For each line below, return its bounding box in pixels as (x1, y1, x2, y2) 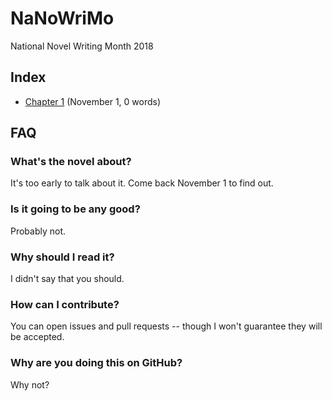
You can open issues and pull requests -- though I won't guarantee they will (10, 320, 323, 332)
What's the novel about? (10, 155, 132, 169)
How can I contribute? (10, 297, 120, 311)
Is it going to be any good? (10, 202, 141, 216)
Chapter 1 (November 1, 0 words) (24, 95, 162, 107)
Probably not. (10, 225, 67, 237)
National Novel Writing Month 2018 (10, 40, 154, 52)
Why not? (10, 378, 50, 391)
